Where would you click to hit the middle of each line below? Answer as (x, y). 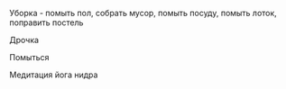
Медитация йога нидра (54, 75)
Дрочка (24, 40)
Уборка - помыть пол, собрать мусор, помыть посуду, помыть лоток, (143, 13)
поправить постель (46, 22)
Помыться (29, 57)
